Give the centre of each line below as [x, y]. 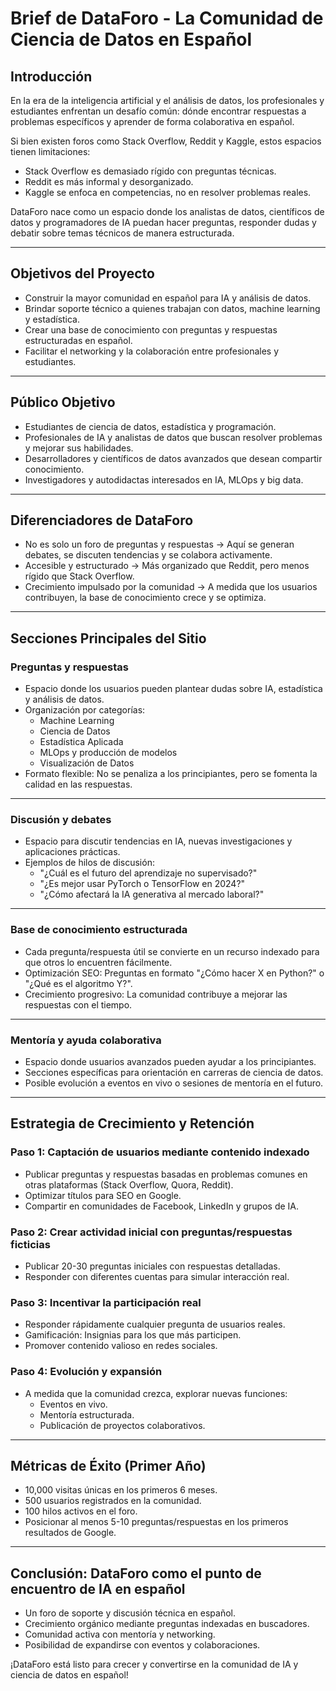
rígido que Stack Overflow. [79, 576]
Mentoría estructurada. [87, 1414]
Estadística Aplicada [81, 742]
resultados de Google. [70, 1533]
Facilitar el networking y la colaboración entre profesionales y [152, 351]
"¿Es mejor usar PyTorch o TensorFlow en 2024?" [142, 884]
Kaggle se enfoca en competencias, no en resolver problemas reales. [168, 192]
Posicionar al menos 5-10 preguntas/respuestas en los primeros [156, 1522]
